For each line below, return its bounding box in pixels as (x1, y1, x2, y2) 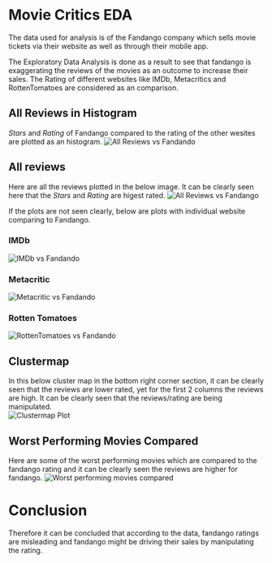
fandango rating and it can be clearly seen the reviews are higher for (8, 465, 238, 474)
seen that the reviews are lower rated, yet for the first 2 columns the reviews (8, 384, 264, 395)
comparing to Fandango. (8, 214, 91, 224)
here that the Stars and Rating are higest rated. (8, 190, 166, 200)
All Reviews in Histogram (8, 106, 137, 120)
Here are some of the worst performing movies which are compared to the (8, 456, 257, 466)
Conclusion (8, 501, 88, 520)
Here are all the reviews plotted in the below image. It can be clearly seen (8, 181, 254, 192)
